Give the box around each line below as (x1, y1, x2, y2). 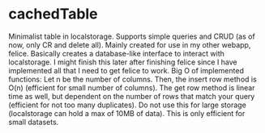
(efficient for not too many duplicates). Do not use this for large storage (8, 100, 247, 110)
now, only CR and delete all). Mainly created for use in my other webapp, (8, 39, 251, 49)
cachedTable (8, 5, 99, 23)
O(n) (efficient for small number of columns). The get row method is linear (8, 82, 255, 93)
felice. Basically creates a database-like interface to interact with (8, 48, 225, 58)
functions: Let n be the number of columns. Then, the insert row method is (8, 74, 257, 84)
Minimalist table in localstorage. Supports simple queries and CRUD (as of (8, 31, 255, 41)
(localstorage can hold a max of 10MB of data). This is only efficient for (8, 108, 246, 118)
